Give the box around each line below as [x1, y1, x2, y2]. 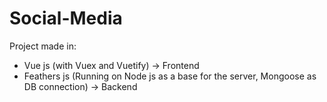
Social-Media [9, 7, 123, 30]
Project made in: [9, 40, 77, 52]
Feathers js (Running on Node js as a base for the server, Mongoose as [23, 70, 317, 82]
